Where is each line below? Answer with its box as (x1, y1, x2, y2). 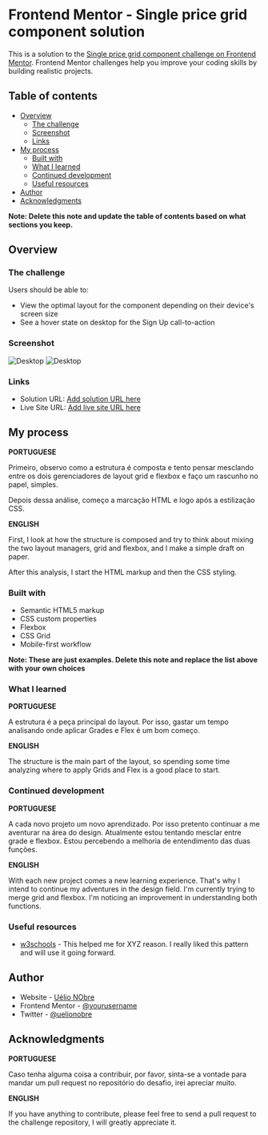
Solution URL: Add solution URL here (19, 394, 142, 404)
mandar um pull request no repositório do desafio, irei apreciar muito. (8, 1077, 238, 1087)
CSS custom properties (19, 614, 98, 624)
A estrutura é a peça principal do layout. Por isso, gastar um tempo (8, 717, 230, 726)
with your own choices (8, 663, 86, 674)
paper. (8, 551, 30, 561)
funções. (8, 844, 38, 854)
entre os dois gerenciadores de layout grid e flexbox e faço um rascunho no (8, 471, 258, 481)
